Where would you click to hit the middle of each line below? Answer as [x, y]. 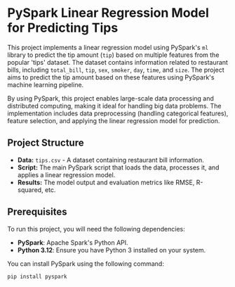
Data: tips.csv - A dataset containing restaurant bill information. [111, 160]
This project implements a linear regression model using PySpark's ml [108, 47]
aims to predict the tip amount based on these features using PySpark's [111, 77]
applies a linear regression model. [66, 174]
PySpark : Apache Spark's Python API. [73, 242]
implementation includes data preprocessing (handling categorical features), [118, 113]
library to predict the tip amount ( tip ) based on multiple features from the [113, 55]
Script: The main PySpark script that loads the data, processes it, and [118, 167]
